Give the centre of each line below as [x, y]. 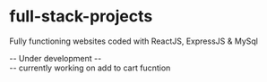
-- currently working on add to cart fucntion [90, 68]
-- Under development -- [56, 58]
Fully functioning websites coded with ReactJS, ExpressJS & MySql [133, 41]
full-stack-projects [81, 16]
